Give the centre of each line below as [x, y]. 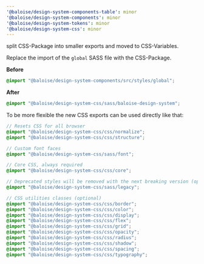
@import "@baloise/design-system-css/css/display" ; [73, 215]
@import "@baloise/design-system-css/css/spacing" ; [73, 249]
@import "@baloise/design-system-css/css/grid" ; [69, 226]
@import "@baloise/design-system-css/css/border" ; [72, 204]
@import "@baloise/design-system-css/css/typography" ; [77, 255]
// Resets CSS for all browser [46, 126]
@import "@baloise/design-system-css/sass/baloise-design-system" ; [93, 104]
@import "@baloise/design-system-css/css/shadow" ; [72, 243]
